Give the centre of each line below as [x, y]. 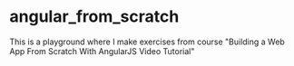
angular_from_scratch [94, 17]
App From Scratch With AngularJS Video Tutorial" [102, 51]
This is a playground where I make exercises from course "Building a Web [147, 42]
